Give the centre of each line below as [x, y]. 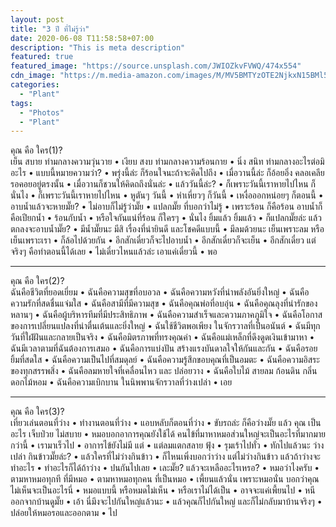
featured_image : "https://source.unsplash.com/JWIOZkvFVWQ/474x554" [156, 66]
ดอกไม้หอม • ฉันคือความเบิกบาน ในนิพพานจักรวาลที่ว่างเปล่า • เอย [121, 382]
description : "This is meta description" [98, 47]
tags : [21, 103]
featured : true [42, 57]
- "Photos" [42, 112]
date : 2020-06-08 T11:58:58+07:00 [82, 38]
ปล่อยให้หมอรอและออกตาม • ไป [64, 513]
